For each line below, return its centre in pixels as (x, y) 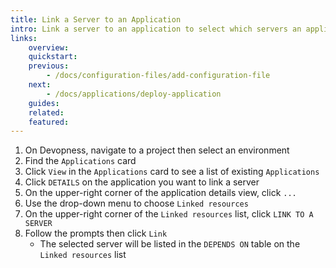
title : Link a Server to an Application (96, 19)
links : (24, 38)
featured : (49, 122)
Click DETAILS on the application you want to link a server (142, 182)
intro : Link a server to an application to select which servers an (156, 29)
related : (46, 112)
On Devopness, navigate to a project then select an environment (157, 150)
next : (40, 85)
